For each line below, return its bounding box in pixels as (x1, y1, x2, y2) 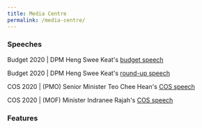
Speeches (7, 40, 42, 49)
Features (7, 113, 38, 122)
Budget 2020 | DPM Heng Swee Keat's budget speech (7, 55, 164, 63)
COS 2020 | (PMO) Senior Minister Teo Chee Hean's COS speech (7, 82, 195, 90)
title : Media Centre (7, 10, 68, 17)
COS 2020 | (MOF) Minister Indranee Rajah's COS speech (7, 95, 173, 104)
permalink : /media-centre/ (7, 17, 86, 24)
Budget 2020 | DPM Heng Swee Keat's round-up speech (7, 69, 171, 77)
